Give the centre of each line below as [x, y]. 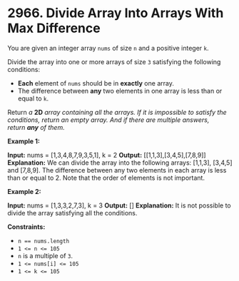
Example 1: [24, 141]
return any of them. [36, 127]
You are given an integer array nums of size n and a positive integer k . [108, 48]
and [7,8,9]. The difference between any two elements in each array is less [117, 170]
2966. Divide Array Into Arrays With [116, 13]
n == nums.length [44, 241]
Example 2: [24, 191]
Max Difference [54, 28]
